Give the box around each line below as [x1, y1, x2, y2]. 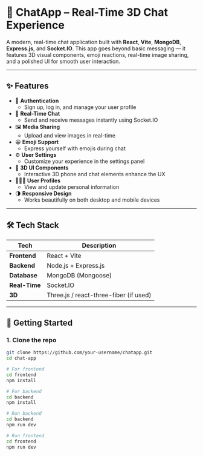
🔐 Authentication [14, 97, 59, 104]
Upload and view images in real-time [24, 131, 116, 139]
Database [9, 271, 38, 279]
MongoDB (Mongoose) [47, 271, 112, 279]
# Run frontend [6, 432, 45, 438]
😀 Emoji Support [14, 138, 59, 145]
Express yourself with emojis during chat [24, 145, 126, 152]
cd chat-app [6, 355, 36, 362]
